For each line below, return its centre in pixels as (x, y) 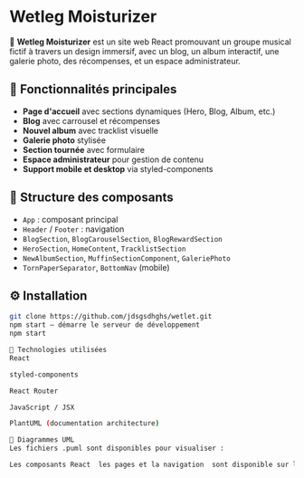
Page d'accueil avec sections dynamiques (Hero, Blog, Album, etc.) (149, 111)
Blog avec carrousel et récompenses (91, 120)
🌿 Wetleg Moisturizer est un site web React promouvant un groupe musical (150, 42)
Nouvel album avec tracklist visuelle (90, 130)
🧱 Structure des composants (91, 198)
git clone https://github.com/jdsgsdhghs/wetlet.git (111, 317)
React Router (34, 391)
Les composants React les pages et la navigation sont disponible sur (149, 464)
